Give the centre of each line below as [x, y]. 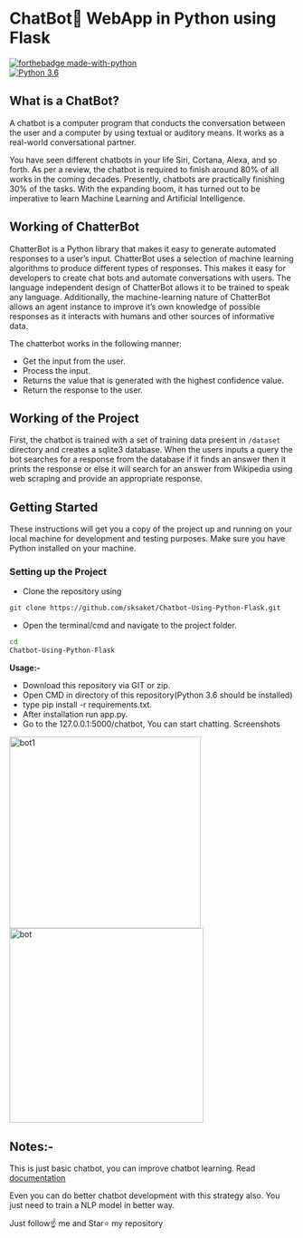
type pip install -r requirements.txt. [87, 705]
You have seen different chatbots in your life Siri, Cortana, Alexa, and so [143, 160]
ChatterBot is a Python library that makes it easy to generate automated [143, 249]
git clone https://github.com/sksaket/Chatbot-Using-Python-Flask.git [145, 608]
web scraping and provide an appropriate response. [106, 479]
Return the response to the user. [82, 390]
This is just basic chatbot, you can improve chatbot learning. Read [133, 1168]
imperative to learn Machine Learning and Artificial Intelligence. [128, 198]
